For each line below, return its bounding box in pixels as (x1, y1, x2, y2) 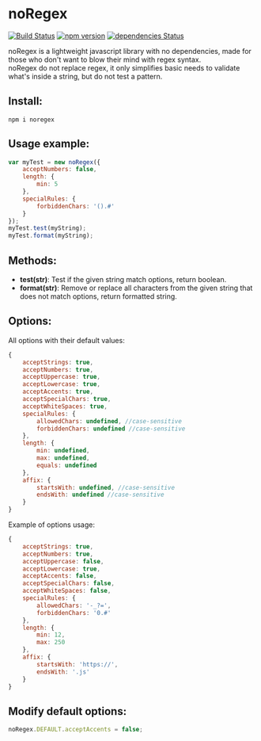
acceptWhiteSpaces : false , (22, 587, 112, 595)
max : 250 (36, 639, 66, 647)
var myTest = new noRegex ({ (8, 158, 101, 166)
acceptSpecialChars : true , (22, 395, 112, 403)
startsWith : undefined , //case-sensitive (36, 483, 176, 491)
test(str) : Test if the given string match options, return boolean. (19, 275, 227, 284)
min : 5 (36, 180, 59, 189)
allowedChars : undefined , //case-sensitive (36, 417, 182, 425)
